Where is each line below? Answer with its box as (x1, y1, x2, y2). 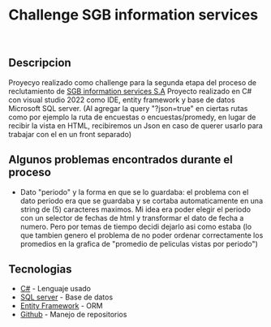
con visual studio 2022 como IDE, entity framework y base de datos (8, 95, 235, 105)
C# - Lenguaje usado (19, 284, 92, 294)
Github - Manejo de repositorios (19, 310, 127, 320)
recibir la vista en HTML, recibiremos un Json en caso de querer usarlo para (8, 120, 264, 131)
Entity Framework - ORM (19, 301, 103, 311)
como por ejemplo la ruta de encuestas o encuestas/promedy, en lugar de (8, 112, 256, 122)
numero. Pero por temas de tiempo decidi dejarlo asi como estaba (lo (19, 222, 252, 231)
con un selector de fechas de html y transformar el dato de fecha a (19, 213, 244, 222)
